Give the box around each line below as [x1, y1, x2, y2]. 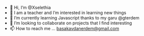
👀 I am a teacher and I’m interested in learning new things [9, 10, 126, 16]
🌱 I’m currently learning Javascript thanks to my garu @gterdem [9, 15, 140, 20]
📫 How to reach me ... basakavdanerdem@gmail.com [9, 26, 119, 31]
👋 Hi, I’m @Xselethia [9, 5, 51, 10]
